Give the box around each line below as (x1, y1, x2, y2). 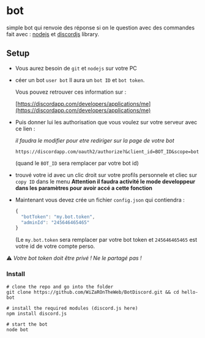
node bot (6, 326, 29, 332)
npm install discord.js (6, 310, 67, 317)
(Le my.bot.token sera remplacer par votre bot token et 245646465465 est (15, 236, 198, 244)
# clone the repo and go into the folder (6, 284, 114, 290)
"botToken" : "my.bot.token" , (21, 214, 95, 220)
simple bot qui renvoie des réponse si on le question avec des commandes (6, 24, 195, 31)
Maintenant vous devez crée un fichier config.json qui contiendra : (15, 196, 185, 203)
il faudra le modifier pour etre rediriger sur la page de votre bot (15, 137, 174, 144)
